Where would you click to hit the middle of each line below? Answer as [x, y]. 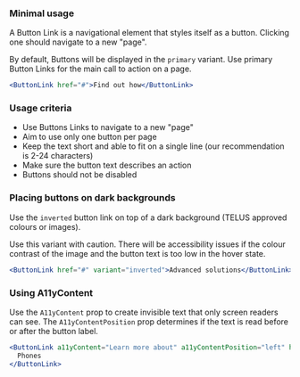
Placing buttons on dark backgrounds [92, 198]
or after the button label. [54, 331]
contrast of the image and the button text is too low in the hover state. [137, 253]
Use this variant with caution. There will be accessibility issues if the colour [147, 244]
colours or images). [45, 226]
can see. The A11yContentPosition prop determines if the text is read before [149, 321]
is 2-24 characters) [58, 156]
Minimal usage [42, 13]
